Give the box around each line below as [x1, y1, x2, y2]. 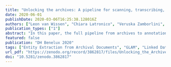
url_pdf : [5, 49, 24, 54]
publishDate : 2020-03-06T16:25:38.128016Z [5, 17, 97, 22]
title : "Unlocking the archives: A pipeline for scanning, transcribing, [5, 7, 165, 13]
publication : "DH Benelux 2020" [5, 40, 74, 45]
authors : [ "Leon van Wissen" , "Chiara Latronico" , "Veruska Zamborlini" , [5, 21, 165, 27]
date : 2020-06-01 [5, 12, 42, 17]
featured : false [5, 36, 40, 41]
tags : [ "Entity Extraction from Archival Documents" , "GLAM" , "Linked [5, 45, 158, 50]
